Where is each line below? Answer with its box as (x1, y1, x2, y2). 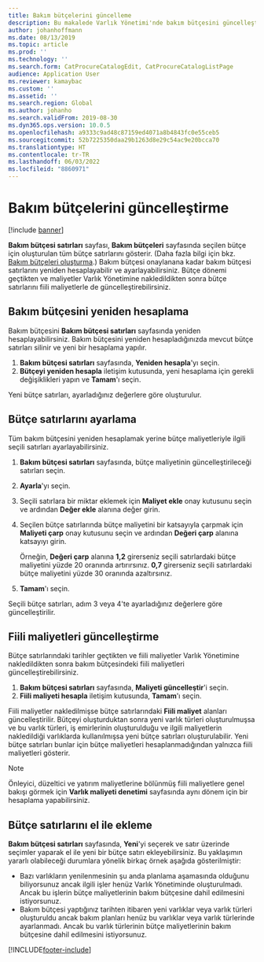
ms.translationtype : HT (8, 143, 86, 151)
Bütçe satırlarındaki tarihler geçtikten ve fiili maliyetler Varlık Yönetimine (8, 651, 240, 660)
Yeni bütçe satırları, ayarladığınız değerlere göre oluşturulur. (8, 390, 202, 399)
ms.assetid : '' (8, 92, 58, 100)
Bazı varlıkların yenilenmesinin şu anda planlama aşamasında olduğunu (19, 871, 250, 881)
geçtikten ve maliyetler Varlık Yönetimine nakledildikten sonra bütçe (8, 273, 227, 283)
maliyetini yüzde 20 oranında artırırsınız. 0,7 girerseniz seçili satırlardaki (19, 560, 252, 569)
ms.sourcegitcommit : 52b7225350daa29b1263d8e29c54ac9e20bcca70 (8, 135, 220, 144)
